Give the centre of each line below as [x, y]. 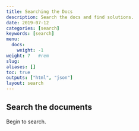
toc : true [18, 72]
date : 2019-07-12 [28, 23]
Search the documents [49, 107]
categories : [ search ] [33, 28]
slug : [13, 61]
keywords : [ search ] [30, 34]
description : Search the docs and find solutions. [70, 17]
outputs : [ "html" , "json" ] [40, 78]
